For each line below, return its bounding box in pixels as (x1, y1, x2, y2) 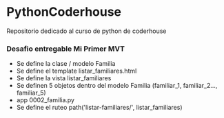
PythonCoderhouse (6, 4, 122, 20)
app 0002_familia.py (16, 96, 75, 104)
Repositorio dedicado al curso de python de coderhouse (6, 27, 167, 35)
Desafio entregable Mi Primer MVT (6, 44, 125, 54)
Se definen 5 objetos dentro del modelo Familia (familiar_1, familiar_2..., (16, 82, 218, 90)
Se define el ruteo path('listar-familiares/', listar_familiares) (16, 104, 183, 112)
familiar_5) (16, 88, 46, 97)
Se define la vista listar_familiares (16, 74, 112, 82)
